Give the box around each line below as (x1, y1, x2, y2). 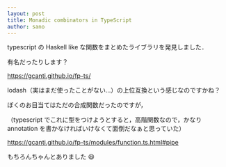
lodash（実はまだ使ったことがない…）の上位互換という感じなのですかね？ (7, 86, 220, 95)
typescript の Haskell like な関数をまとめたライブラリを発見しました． (7, 43, 208, 51)
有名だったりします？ (7, 58, 68, 66)
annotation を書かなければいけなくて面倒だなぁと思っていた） (7, 125, 186, 133)
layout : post (7, 10, 45, 17)
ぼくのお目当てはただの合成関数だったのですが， (7, 101, 147, 109)
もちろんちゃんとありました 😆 (7, 152, 95, 161)
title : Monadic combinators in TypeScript (7, 17, 132, 24)
